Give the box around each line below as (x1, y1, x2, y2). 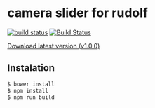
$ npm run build (7, 93, 55, 101)
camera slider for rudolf (7, 5, 149, 21)
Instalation (7, 62, 55, 74)
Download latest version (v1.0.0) (7, 41, 100, 50)
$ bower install (7, 81, 55, 88)
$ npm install (7, 87, 49, 94)
